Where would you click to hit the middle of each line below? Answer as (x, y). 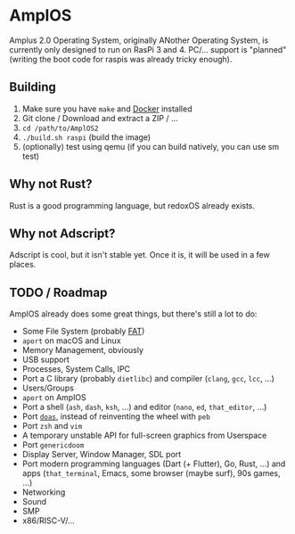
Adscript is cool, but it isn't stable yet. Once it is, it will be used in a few (139, 255)
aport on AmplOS (54, 398)
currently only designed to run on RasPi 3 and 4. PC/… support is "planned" (148, 49)
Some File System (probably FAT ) (83, 332)
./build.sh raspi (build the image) (86, 137)
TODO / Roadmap (58, 292)
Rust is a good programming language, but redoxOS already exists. (132, 205)
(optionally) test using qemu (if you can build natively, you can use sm (151, 146)
